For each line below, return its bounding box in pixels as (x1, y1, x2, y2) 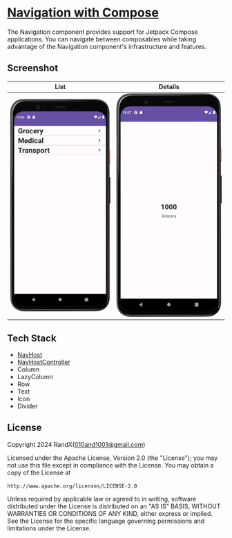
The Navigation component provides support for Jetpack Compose (7, 28, 198, 36)
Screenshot (7, 62, 59, 74)
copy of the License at (7, 468, 71, 477)
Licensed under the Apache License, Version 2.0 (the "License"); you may (7, 454, 218, 462)
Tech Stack (7, 332, 57, 344)
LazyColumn (17, 373, 53, 381)
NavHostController (17, 358, 70, 367)
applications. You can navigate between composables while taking (7, 35, 197, 43)
